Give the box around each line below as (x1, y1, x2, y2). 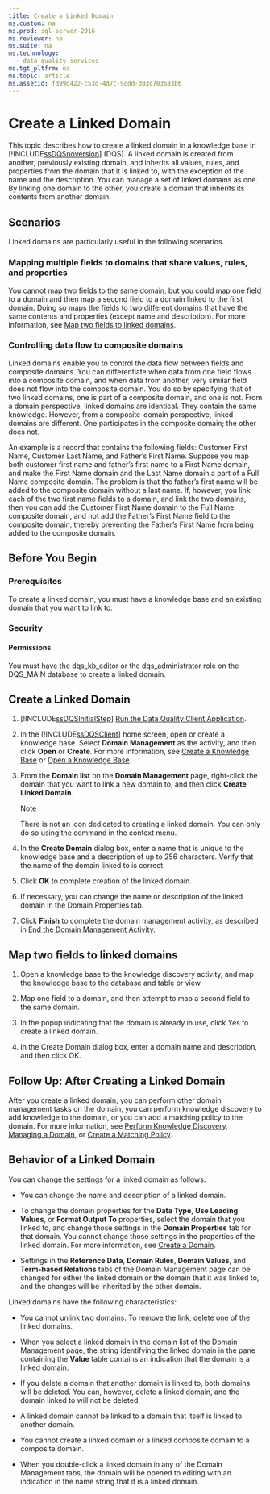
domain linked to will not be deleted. (19, 1395, 141, 1404)
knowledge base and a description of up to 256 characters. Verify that (19, 852, 254, 862)
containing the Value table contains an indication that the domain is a (19, 1354, 250, 1363)
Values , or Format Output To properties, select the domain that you (19, 1214, 246, 1224)
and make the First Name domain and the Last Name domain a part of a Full (8, 468, 260, 478)
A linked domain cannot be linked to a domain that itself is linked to (19, 1411, 243, 1421)
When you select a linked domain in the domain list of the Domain (19, 1337, 238, 1346)
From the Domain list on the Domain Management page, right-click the (19, 771, 258, 781)
